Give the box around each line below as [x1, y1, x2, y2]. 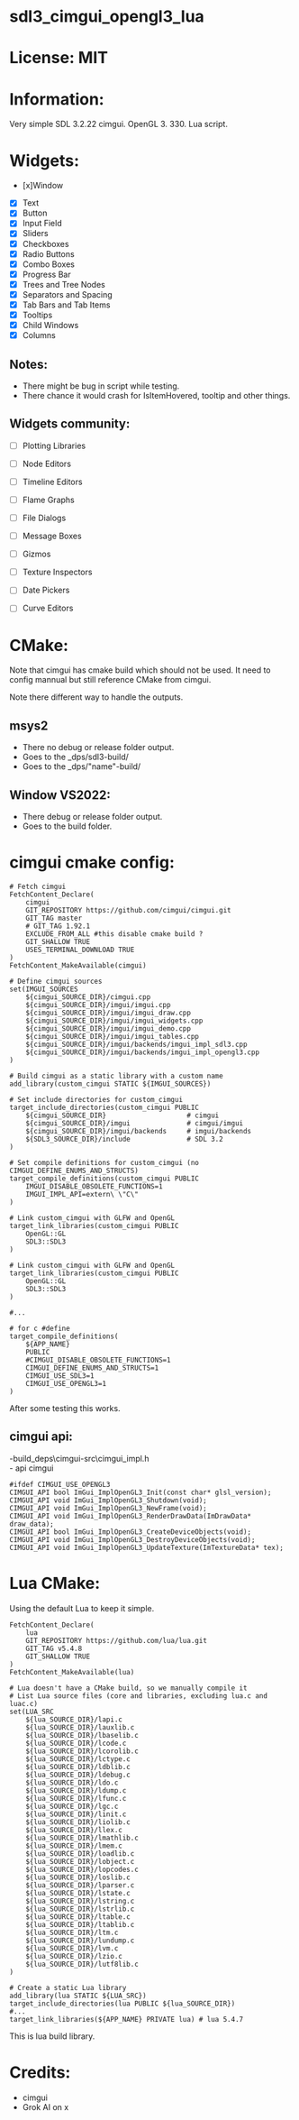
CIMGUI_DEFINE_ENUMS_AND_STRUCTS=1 [25, 1363, 159, 1372]
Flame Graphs [22, 494, 75, 505]
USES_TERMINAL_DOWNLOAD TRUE [25, 945, 135, 954]
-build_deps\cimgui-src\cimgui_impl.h [9, 1453, 149, 1464]
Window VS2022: [9, 787, 111, 803]
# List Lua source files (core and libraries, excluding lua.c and [9, 1691, 268, 1701]
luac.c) [9, 1699, 39, 1708]
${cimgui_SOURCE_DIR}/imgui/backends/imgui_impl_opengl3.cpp [25, 1048, 259, 1057]
